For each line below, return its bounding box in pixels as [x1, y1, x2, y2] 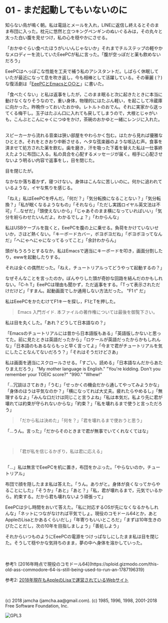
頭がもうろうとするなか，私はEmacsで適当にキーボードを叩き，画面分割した [5, 248, 163, 254]
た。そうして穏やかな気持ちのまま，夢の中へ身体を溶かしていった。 [5, 540, 145, 546]
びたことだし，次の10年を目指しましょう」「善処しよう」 [5, 523, 121, 529]
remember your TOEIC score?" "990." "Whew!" [5, 371, 102, 377]
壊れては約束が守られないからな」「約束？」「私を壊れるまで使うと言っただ [5, 400, 158, 406]
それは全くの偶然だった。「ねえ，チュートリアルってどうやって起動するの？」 [5, 264, 165, 270]
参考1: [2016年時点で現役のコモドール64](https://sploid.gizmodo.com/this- [5, 561, 159, 567]
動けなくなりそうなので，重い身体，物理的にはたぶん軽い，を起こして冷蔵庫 [5, 97, 162, 103]
